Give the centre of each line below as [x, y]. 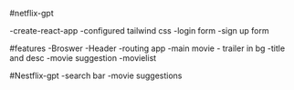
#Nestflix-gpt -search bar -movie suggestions [96, 75]
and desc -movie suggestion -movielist [83, 58]
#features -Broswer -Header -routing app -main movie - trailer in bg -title [147, 48]
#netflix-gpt [32, 13]
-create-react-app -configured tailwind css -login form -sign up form [139, 30]
